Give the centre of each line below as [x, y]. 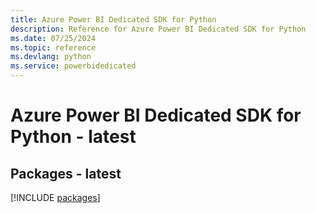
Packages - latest [66, 173]
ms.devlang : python [51, 57]
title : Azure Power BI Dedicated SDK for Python [113, 19]
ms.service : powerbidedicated [73, 66]
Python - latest [73, 137]
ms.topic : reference [53, 47]
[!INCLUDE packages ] [55, 197]
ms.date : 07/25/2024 [53, 38]
